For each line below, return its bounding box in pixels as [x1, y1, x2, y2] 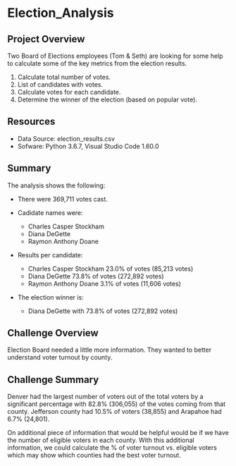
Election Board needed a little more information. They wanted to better [7, 345, 212, 354]
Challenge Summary [7, 374, 99, 386]
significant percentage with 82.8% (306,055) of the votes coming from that [7, 400, 226, 408]
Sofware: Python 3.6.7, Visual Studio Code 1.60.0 [17, 142, 160, 150]
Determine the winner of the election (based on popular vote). [17, 95, 197, 104]
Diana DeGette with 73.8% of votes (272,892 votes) [27, 307, 178, 315]
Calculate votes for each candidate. [17, 88, 121, 96]
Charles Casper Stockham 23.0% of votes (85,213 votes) [27, 264, 194, 273]
